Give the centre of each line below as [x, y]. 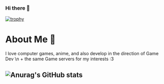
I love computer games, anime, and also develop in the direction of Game [82, 54]
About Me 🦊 [31, 39]
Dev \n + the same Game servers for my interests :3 [60, 59]
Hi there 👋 [18, 8]
